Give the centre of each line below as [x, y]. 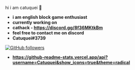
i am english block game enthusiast [50, 17]
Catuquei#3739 [29, 38]
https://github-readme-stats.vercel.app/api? [60, 57]
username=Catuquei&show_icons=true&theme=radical [71, 62]
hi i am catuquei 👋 [24, 8]
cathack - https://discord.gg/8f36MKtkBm [58, 28]
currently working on [35, 22]
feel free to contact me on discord [48, 33]
